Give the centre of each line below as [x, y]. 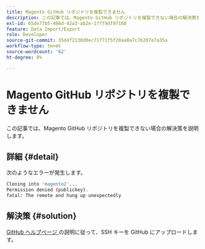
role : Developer [27, 35]
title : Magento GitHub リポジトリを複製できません [66, 12]
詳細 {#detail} [33, 157]
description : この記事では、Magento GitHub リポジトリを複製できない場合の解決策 [101, 18]
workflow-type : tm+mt [34, 46]
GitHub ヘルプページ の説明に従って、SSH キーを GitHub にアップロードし [99, 232]
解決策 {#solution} [42, 216]
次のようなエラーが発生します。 [46, 173]
